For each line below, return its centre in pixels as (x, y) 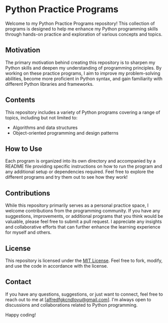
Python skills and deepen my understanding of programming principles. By (83, 68)
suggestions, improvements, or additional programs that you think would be (84, 216)
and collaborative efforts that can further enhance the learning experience (83, 227)
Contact (18, 282)
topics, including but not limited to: (41, 117)
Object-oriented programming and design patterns (65, 133)
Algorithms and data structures (45, 127)
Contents (20, 100)
